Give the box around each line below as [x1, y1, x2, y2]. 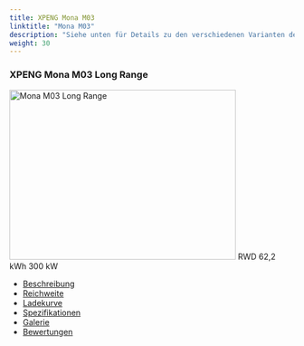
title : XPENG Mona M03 [9, 13, 95, 23]
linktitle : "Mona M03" [9, 22, 95, 31]
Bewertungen [22, 326, 73, 337]
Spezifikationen [22, 307, 81, 318]
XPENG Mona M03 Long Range [9, 69, 148, 82]
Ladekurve [22, 297, 63, 308]
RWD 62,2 [237, 251, 276, 262]
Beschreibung [22, 278, 75, 289]
